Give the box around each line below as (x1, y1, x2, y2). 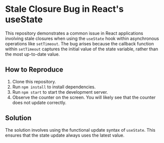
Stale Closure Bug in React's (5, 3, 124, 15)
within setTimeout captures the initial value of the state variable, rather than (5, 46, 159, 52)
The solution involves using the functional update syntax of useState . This (5, 127, 156, 133)
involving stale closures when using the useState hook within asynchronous (5, 36, 159, 41)
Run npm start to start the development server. (12, 89, 108, 95)
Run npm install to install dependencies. (12, 84, 96, 90)
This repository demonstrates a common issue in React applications (5, 30, 143, 36)
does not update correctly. (12, 100, 67, 106)
